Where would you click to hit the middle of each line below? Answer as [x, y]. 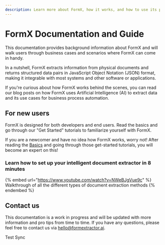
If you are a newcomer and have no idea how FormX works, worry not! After [82, 140]
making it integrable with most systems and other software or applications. [81, 78]
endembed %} [20, 190]
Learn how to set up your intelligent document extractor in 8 [78, 163]
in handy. [14, 58]
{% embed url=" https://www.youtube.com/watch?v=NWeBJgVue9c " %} [78, 180]
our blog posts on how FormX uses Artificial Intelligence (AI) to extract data [81, 93]
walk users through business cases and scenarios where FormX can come [81, 53]
